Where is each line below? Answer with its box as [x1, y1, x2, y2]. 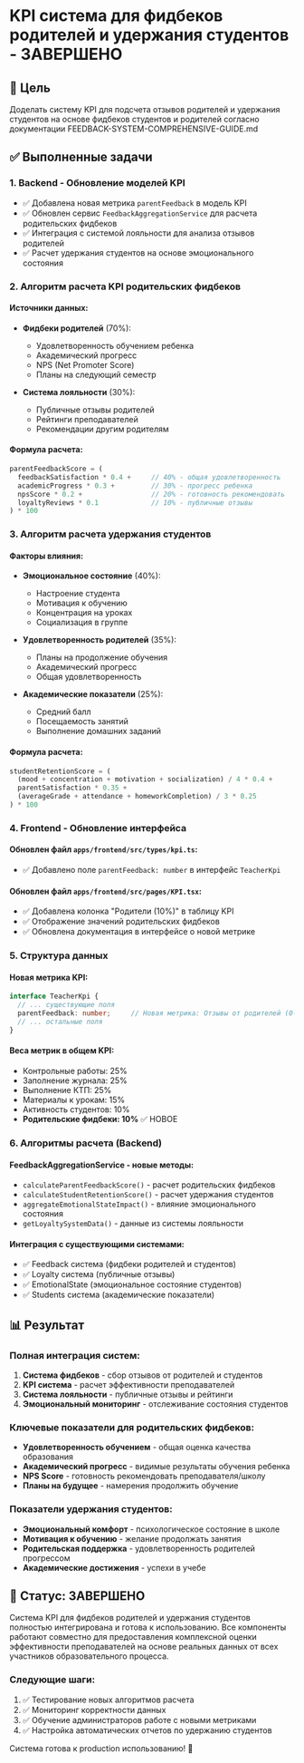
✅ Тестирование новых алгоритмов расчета [22, 1694, 195, 1705]
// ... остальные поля [17, 1017, 103, 1027]
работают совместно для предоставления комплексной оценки [9, 1632, 258, 1642]
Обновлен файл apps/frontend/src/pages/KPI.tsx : [9, 886, 202, 896]
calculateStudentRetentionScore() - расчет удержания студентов [22, 1189, 274, 1200]
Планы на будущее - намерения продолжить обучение [22, 1480, 239, 1491]
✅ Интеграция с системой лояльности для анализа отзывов [22, 228, 255, 238]
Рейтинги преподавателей [35, 413, 138, 424]
